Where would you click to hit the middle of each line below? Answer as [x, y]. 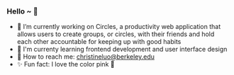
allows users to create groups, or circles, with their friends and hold [116, 34]
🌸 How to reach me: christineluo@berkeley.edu [86, 57]
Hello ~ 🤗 [22, 11]
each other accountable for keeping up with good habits [99, 42]
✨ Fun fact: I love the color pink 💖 [66, 64]
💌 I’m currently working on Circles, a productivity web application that [119, 27]
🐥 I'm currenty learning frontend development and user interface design [122, 50]
